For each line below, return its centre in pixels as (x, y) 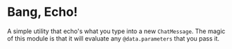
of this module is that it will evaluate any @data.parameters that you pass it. (114, 38)
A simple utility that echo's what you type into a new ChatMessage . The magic (116, 31)
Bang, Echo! (43, 12)
